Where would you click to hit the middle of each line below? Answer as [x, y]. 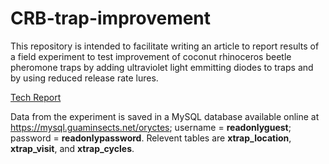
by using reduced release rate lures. [84, 78]
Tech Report [36, 97]
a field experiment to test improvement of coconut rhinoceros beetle [151, 56]
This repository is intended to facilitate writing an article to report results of [165, 46]
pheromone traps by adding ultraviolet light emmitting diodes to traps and [162, 67]
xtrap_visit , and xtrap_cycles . [72, 148]
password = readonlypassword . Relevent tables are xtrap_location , [151, 138]
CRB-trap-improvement [111, 18]
